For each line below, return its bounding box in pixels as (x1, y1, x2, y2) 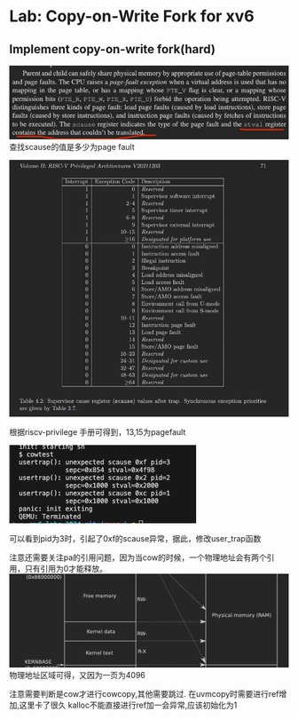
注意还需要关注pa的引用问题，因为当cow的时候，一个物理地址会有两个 (9, 552, 268, 563)
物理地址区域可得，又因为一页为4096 (9, 670, 146, 681)
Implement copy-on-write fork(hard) (9, 42, 216, 57)
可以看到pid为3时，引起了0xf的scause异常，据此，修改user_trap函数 (9, 533, 262, 543)
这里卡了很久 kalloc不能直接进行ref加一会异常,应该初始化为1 (19, 699, 238, 711)
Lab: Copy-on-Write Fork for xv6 (9, 6, 255, 27)
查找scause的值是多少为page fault (9, 142, 135, 153)
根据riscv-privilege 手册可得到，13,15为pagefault (9, 427, 186, 437)
